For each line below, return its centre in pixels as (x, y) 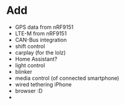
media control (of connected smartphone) (67, 78)
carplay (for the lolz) (40, 52)
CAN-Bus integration (41, 40)
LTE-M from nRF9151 (41, 33)
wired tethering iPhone (43, 84)
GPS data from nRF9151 (44, 27)
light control (30, 65)
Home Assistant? (36, 59)
